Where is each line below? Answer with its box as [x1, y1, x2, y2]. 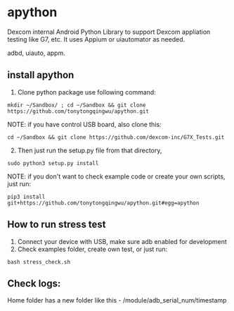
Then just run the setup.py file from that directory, [17, 146, 162, 154]
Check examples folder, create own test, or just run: [17, 245, 167, 253]
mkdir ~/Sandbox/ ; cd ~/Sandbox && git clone [7, 102, 146, 109]
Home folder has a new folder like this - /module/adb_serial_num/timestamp [7, 296, 227, 305]
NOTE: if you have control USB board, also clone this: [7, 120, 162, 128]
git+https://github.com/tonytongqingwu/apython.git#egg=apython [7, 199, 200, 207]
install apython [7, 69, 74, 81]
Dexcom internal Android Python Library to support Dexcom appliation [7, 28, 211, 36]
